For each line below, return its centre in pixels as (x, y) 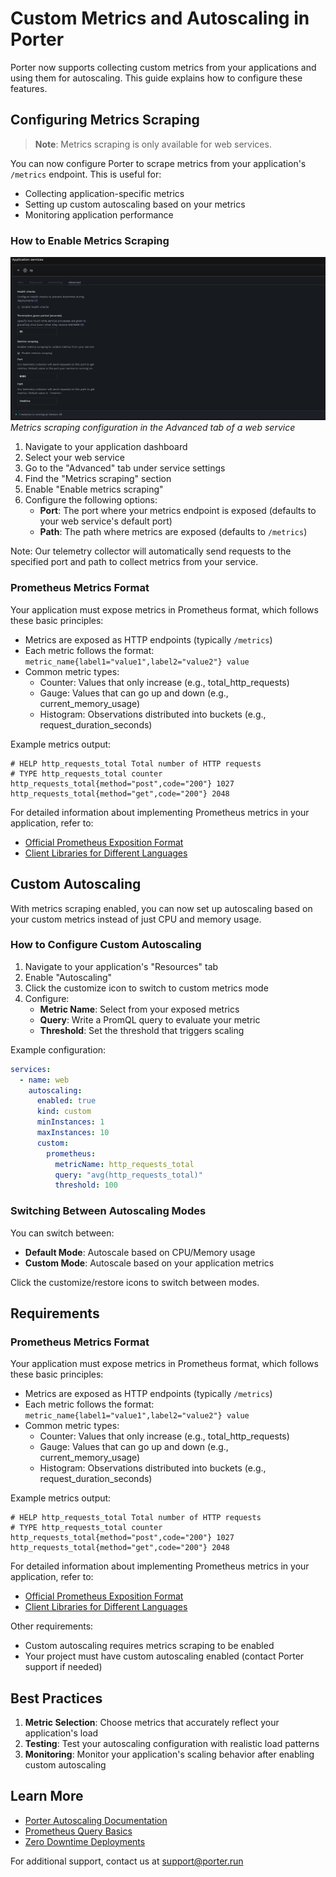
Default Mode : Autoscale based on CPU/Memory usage (140, 1252)
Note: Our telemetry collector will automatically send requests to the (151, 551)
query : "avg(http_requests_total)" (128, 1175)
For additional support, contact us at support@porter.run (127, 1861)
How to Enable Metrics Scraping (90, 240)
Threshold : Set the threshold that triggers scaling (142, 1030)
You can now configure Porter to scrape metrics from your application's (158, 163)
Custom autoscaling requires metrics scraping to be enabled (149, 1646)
